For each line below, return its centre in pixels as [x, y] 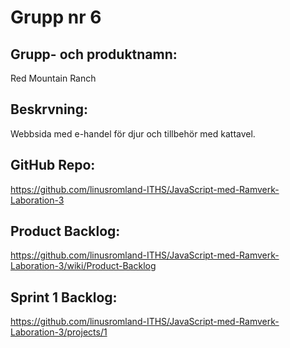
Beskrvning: [49, 109]
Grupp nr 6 [56, 17]
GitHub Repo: [53, 165]
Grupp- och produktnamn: [94, 54]
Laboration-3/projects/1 [59, 332]
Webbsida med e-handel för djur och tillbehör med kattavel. [133, 133]
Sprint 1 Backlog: [64, 297]
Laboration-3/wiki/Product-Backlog [83, 266]
